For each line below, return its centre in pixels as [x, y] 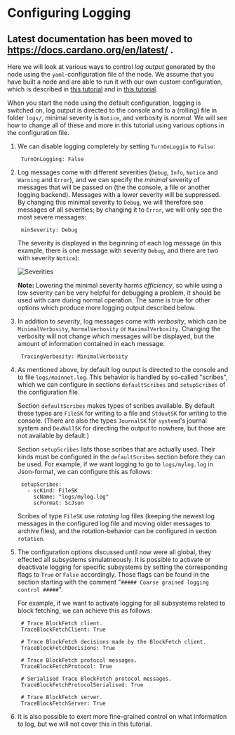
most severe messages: [52, 217]
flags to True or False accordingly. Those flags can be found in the [113, 574]
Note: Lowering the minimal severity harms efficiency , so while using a [120, 285]
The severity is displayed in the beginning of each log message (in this [119, 243]
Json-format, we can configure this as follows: [85, 472]
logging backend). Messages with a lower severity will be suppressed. [119, 194]
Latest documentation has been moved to [100, 39]
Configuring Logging [69, 13]
